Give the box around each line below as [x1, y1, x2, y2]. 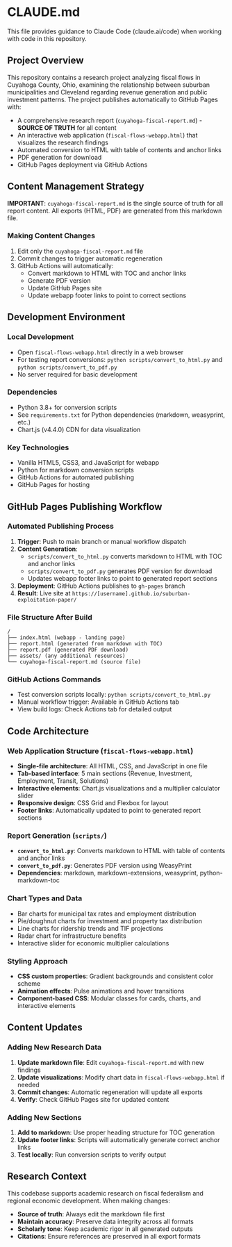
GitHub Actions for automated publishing [17, 473, 134, 481]
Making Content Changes [7, 231, 96, 240]
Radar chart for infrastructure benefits [17, 932, 126, 940]
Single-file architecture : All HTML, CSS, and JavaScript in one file [17, 762, 208, 770]
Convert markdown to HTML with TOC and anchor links [27, 269, 187, 277]
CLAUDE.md [7, 4, 81, 20]
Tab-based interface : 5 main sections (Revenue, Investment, [17, 769, 192, 778]
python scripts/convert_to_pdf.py [17, 364, 117, 371]
